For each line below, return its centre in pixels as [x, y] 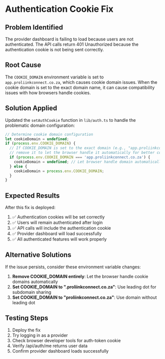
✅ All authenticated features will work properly [59, 239]
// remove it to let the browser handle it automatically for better [82, 153]
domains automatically [35, 282]
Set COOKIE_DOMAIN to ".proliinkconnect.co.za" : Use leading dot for [84, 287]
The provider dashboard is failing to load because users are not [69, 39]
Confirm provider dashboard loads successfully [60, 351]
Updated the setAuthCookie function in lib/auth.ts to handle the [70, 120]
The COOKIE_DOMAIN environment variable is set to [55, 77]
